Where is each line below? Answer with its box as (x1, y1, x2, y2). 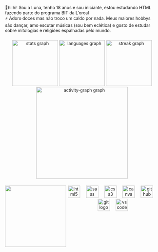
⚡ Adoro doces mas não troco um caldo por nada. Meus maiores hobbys (5, 15, 151, 21)
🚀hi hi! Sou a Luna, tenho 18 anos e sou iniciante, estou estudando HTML (5, 5, 152, 10)
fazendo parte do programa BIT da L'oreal (5, 10, 89, 16)
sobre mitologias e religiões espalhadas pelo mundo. (5, 27, 111, 33)
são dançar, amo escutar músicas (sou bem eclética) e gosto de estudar (5, 23, 151, 28)
